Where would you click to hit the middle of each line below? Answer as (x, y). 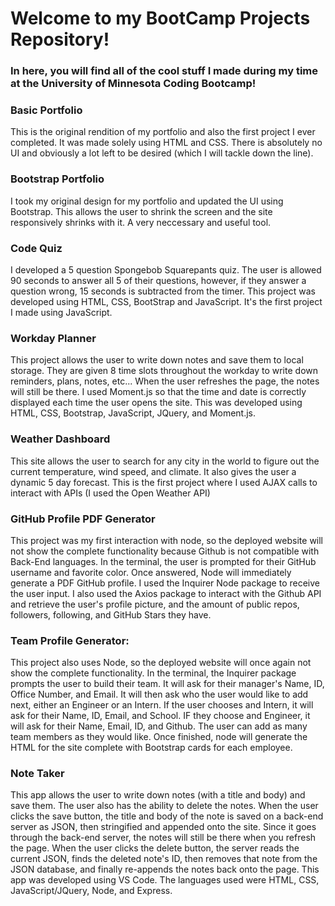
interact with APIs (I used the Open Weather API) (110, 493)
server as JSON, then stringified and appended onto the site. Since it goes (163, 827)
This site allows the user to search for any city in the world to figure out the (165, 461)
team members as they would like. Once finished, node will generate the (159, 737)
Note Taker (37, 774)
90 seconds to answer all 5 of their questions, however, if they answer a (158, 280)
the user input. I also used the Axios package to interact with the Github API (166, 593)
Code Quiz (36, 248)
